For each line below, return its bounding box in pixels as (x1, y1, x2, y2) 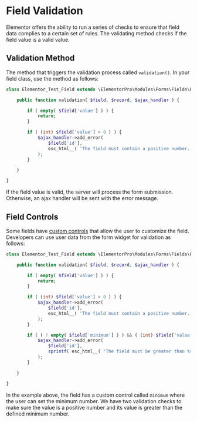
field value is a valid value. (6, 36, 70, 43)
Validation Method (6, 53, 75, 63)
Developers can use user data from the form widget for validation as (6, 234, 171, 241)
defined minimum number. (6, 410, 70, 417)
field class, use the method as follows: (6, 75, 98, 82)
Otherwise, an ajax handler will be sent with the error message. (6, 195, 159, 202)
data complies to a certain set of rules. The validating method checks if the (6, 29, 187, 36)
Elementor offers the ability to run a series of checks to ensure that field (6, 24, 180, 31)
